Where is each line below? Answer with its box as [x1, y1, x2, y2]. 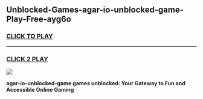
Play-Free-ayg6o [6, 14, 71, 25]
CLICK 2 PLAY [6, 55, 48, 63]
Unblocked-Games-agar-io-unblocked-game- [6, 5, 184, 15]
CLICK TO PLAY [6, 32, 53, 41]
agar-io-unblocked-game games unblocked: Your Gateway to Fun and [6, 79, 185, 86]
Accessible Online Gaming [6, 86, 74, 93]
